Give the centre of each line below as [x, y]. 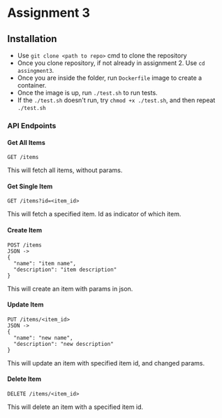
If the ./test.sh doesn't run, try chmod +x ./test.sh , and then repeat [116, 100]
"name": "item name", [45, 263]
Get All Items [26, 142]
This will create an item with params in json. [70, 288]
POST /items [24, 245]
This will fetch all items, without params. [65, 170]
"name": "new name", [43, 337]
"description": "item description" [65, 270]
